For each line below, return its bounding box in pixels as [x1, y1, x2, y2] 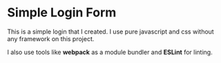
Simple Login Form [7, 5, 117, 21]
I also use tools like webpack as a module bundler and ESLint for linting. [7, 48, 213, 56]
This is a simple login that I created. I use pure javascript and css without [7, 27, 214, 36]
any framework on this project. [7, 34, 95, 42]
